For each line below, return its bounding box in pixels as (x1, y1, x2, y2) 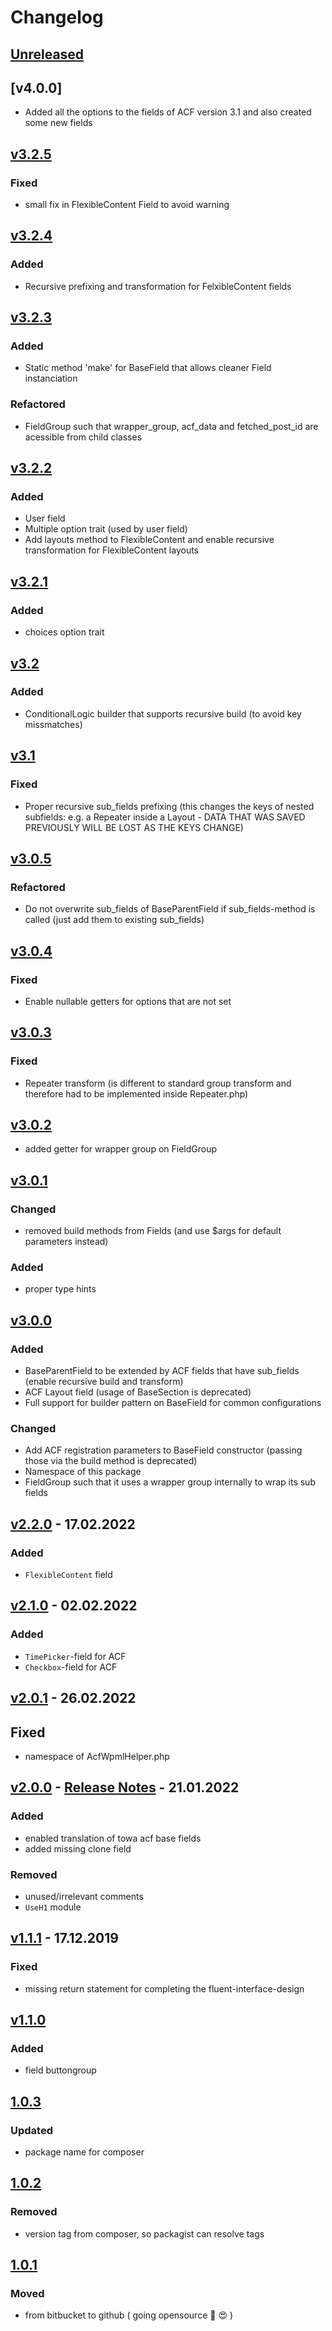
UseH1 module (24, 1901, 82, 1913)
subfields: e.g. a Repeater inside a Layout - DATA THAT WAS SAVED (24, 811, 306, 823)
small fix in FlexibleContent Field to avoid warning (24, 199, 230, 211)
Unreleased (10, 46, 85, 63)
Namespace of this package (24, 1466, 142, 1478)
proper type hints (24, 1283, 97, 1295)
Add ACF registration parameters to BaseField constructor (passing (24, 1444, 303, 1456)
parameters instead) (24, 1236, 109, 1248)
